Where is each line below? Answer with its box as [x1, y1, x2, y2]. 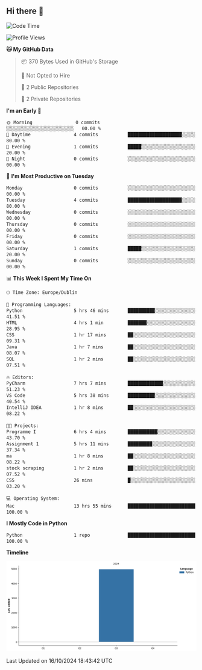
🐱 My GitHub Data [6, 45, 54, 53]
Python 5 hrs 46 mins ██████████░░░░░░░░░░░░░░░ [6, 307, 196, 314]
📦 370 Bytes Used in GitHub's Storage [21, 58, 119, 65]
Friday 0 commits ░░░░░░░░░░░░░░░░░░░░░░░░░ [6, 233, 196, 239]
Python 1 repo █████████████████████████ [6, 532, 196, 538]
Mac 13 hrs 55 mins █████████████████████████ [6, 503, 196, 509]
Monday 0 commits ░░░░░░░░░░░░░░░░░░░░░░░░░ [6, 185, 196, 191]
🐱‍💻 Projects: [6, 422, 39, 429]
